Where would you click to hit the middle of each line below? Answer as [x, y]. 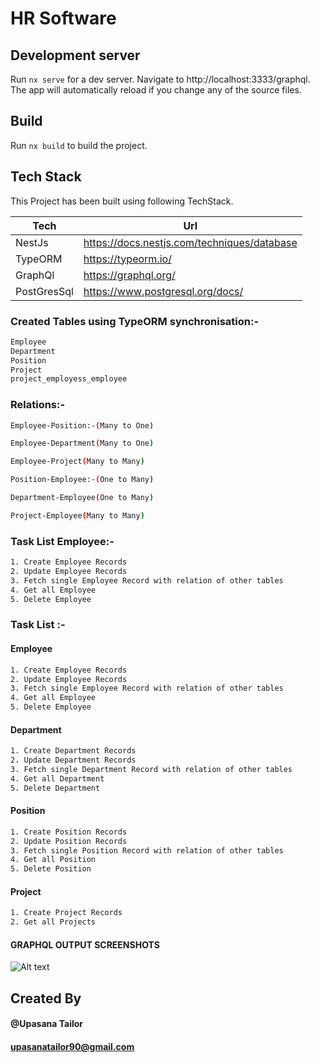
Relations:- [38, 405]
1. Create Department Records [73, 751]
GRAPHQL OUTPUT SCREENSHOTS [85, 944]
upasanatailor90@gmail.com [72, 1046]
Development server [75, 55]
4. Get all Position [53, 860]
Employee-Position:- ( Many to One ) [82, 425]
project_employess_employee [69, 379]
